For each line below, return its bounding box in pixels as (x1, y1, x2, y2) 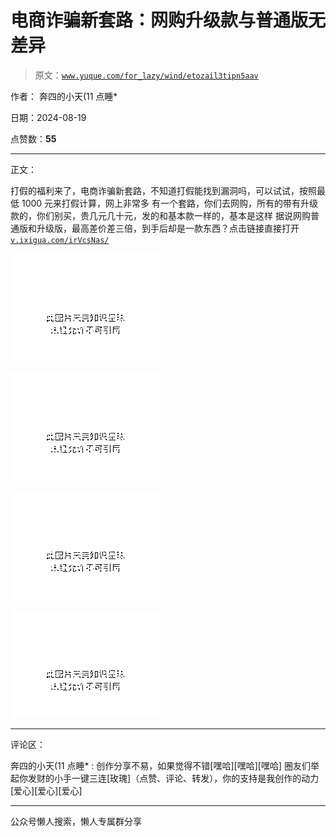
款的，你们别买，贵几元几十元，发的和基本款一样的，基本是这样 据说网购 (10, 209, 311, 221)
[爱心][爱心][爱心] (10, 784, 83, 796)
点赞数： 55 (10, 132, 57, 145)
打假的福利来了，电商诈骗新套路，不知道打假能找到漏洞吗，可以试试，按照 (10, 184, 317, 196)
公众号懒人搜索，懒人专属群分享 (10, 815, 142, 827)
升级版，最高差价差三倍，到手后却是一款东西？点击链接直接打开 (36, 222, 300, 234)
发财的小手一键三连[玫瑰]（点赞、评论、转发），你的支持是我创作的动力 (27, 772, 320, 784)
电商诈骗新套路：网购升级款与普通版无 (10, 9, 327, 32)
